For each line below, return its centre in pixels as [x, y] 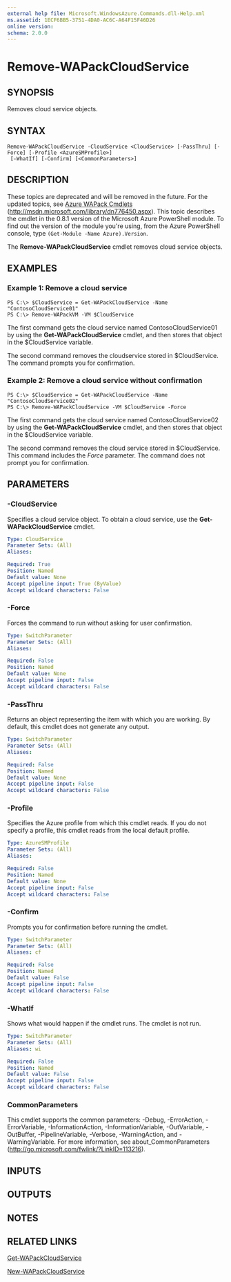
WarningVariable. [32, 1142]
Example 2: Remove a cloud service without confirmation [105, 381]
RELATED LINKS [42, 1241]
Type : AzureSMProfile [38, 843]
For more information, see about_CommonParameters [134, 1142]
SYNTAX [27, 131]
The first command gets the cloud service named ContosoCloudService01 [112, 327]
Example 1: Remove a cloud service [67, 288]
